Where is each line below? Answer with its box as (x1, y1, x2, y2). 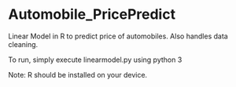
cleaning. (8, 39, 39, 49)
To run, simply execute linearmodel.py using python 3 (8, 55, 183, 64)
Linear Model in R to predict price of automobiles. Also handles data (8, 31, 228, 41)
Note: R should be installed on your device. (8, 70, 148, 79)
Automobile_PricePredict (8, 5, 175, 24)
